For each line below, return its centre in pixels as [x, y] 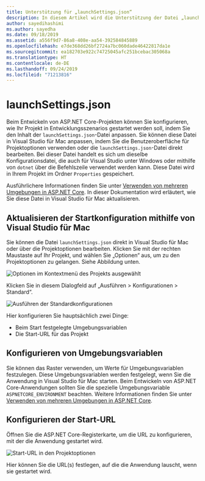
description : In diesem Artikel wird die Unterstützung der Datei [92, 18]
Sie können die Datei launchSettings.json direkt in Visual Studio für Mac [98, 242]
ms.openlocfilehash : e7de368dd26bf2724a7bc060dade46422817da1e [88, 47]
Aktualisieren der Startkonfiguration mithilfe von [101, 218]
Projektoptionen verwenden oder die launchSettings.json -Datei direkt [95, 148]
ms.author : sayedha [31, 29]
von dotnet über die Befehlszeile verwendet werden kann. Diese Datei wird [100, 167]
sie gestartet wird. [29, 471]
